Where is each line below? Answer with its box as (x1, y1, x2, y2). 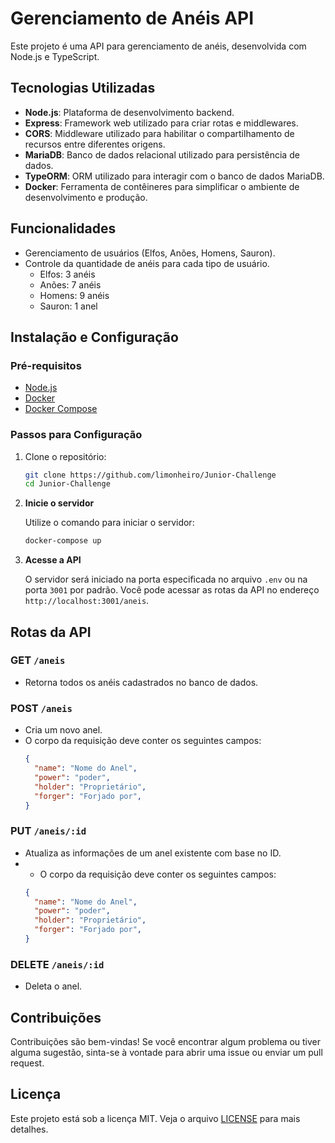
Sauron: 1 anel (39, 300, 98, 312)
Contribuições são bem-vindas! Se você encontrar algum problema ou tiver (10, 1036, 322, 1048)
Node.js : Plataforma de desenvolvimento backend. (24, 106, 235, 118)
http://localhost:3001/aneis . (24, 595, 150, 607)
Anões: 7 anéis (39, 278, 102, 291)
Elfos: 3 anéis (39, 268, 96, 280)
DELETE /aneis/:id (10, 957, 105, 971)
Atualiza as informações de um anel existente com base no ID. (24, 847, 282, 859)
